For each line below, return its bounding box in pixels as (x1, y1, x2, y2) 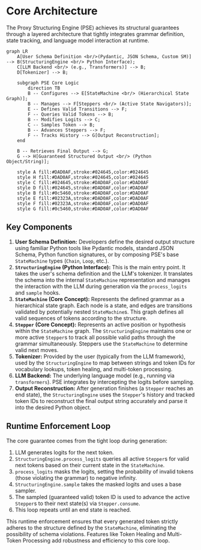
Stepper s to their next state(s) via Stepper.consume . (14, 500, 140, 507)
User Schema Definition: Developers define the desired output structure (14, 238, 195, 245)
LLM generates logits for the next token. (14, 449, 114, 456)
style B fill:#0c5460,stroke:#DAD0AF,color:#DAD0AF (17, 190, 149, 196)
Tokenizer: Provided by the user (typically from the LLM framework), (14, 353, 186, 360)
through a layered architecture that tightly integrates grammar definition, (6, 30, 185, 37)
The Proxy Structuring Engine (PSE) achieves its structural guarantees (6, 24, 179, 31)
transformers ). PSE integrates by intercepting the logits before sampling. (14, 378, 195, 385)
